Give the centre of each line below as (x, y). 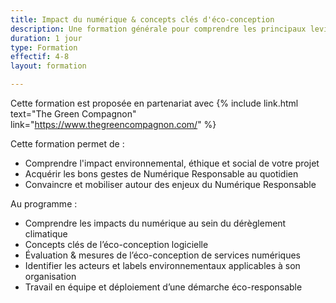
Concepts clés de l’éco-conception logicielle (116, 244)
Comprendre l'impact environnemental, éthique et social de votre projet (172, 163)
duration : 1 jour (46, 38)
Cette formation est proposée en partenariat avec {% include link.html (154, 103)
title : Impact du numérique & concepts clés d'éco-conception (142, 19)
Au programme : (44, 204)
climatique (46, 234)
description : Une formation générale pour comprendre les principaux (158, 29)
